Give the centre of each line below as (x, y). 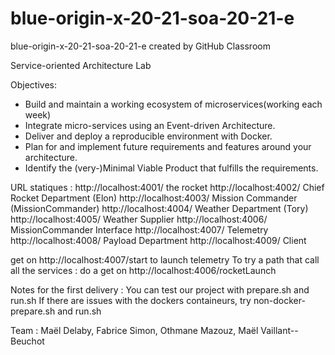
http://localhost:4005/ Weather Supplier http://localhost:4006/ (139, 219)
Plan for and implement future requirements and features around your (168, 146)
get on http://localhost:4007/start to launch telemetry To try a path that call (165, 259)
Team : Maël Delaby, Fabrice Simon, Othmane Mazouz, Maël (134, 330)
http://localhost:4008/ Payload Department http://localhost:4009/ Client (158, 240)
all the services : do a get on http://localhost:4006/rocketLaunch (143, 270)
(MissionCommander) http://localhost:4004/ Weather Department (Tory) (159, 208)
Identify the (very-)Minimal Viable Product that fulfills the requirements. (171, 168)
